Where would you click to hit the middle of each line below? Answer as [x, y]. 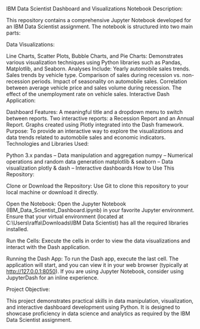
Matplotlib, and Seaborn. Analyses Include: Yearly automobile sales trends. [98, 69]
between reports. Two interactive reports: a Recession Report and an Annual [100, 118]
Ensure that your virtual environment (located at [65, 216]
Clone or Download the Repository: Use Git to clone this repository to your [98, 186]
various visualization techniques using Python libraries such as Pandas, [94, 62]
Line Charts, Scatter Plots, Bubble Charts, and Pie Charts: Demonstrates [95, 56]
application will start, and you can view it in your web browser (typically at [97, 265]
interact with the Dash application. [48, 247]
